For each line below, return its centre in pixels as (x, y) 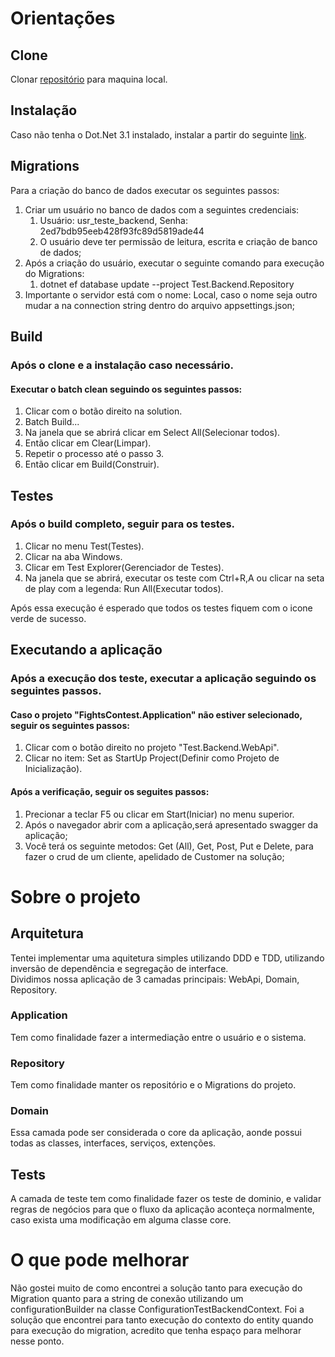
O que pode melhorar (100, 1260)
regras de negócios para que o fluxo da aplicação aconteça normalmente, (162, 1209)
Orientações (63, 18)
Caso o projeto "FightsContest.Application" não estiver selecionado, (156, 714)
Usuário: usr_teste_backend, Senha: (113, 220)
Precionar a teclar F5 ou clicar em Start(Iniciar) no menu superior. (159, 814)
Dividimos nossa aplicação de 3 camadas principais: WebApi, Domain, (155, 979)
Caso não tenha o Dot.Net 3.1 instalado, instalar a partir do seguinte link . (158, 134)
